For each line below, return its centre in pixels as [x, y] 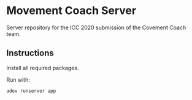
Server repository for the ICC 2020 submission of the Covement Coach [96, 27]
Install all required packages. [43, 68]
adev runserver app [31, 91]
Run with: [18, 79]
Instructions [30, 53]
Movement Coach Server [71, 11]
